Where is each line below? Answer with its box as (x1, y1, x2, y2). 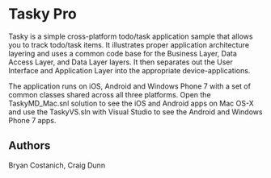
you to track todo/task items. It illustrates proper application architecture (8, 39, 249, 49)
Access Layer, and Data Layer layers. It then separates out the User (8, 57, 233, 67)
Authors (8, 139, 51, 153)
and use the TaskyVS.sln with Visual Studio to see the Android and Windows (8, 106, 263, 117)
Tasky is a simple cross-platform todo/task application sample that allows (8, 31, 253, 41)
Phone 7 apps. (8, 115, 57, 125)
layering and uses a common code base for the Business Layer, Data (8, 48, 237, 58)
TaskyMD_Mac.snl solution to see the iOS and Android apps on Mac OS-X (8, 98, 254, 108)
